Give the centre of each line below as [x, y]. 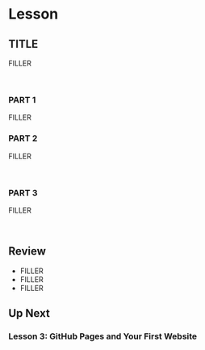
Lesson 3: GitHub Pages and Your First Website [103, 336]
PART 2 [23, 138]
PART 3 [23, 192]
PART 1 [22, 99]
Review [27, 251]
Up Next [29, 313]
